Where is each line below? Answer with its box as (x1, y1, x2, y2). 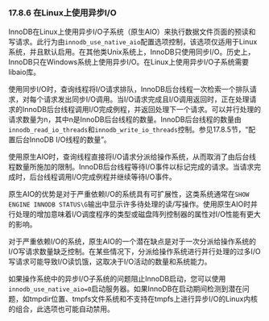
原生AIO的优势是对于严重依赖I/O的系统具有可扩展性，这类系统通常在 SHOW (8, 190, 250, 199)
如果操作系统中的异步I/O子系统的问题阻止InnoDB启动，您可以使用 (8, 274, 226, 284)
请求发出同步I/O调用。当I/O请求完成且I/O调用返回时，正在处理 (43, 94, 250, 104)
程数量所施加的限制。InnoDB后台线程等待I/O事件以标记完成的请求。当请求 (8, 162, 255, 172)
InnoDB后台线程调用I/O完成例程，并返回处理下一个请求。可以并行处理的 (22, 105, 262, 115)
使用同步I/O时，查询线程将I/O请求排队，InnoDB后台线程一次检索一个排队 (8, 85, 250, 94)
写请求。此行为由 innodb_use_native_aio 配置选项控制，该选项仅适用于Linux (8, 37, 258, 47)
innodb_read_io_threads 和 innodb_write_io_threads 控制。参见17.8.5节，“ (8, 125, 249, 135)
